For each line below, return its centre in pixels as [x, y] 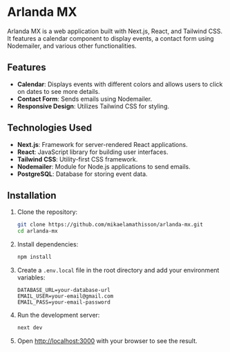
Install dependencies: [48, 244]
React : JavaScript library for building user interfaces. [93, 152]
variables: [31, 277]
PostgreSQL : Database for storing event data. [82, 174]
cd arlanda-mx [37, 231]
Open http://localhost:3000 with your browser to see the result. [107, 341]
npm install [34, 257]
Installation [32, 195]
